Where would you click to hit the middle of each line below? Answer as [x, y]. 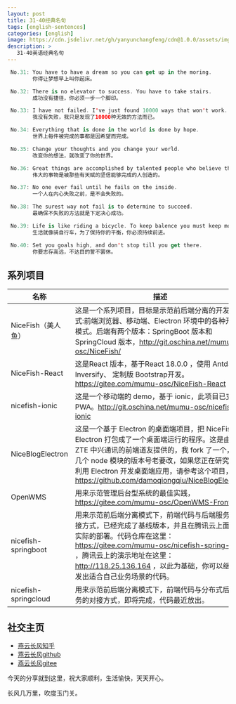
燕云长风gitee [37, 663]
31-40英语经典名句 [40, 53]
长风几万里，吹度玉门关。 [44, 693]
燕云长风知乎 [36, 646]
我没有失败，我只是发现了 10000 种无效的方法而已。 [95, 117]
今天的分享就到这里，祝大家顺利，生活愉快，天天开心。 [87, 678]
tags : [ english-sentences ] [47, 27]
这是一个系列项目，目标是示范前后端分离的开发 [152, 311]
